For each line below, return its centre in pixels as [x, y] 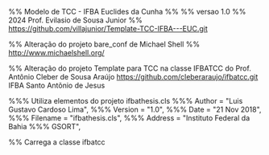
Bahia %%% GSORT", [45, 126]
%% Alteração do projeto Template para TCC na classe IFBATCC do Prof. [130, 68]
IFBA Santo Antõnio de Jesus [57, 85]
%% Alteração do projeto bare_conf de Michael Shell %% [104, 44]
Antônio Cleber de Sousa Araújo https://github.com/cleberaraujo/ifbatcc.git [133, 77]
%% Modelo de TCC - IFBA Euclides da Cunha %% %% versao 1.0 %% [127, 12]
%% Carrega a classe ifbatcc [57, 142]
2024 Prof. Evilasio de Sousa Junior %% [75, 20]
